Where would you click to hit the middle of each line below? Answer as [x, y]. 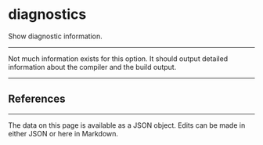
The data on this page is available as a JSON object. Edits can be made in [127, 125]
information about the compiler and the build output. [92, 67]
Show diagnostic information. [56, 36]
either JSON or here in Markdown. [63, 133]
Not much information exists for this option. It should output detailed [118, 58]
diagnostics [47, 14]
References [37, 99]
